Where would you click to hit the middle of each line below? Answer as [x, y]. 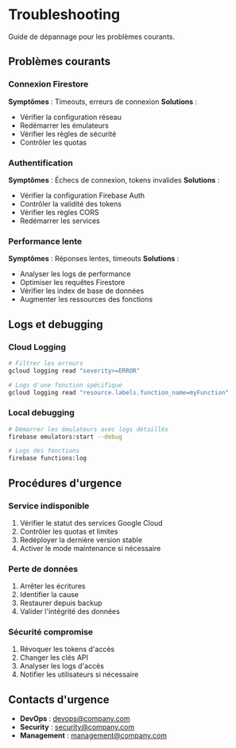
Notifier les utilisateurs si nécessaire [79, 675]
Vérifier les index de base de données [82, 291]
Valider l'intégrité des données [70, 611]
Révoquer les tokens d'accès [67, 650]
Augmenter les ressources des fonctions [86, 299]
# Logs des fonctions [44, 451]
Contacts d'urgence [59, 699]
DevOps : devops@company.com [75, 719]
